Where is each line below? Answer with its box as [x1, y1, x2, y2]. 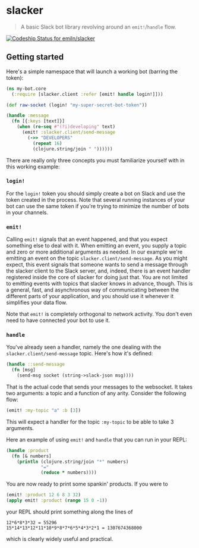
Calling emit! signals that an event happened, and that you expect [6, 236, 168, 243]
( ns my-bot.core [6, 86, 46, 92]
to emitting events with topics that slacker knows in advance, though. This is [6, 280, 193, 287]
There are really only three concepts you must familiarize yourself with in [6, 156, 185, 164]
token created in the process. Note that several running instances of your [6, 196, 185, 203]
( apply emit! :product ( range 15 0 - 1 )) [6, 497, 108, 503]
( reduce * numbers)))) [40, 469, 97, 476]
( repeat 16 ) [32, 140, 62, 146]
